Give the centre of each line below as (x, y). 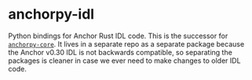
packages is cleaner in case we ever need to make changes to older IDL (124, 61)
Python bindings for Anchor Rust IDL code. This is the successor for (118, 36)
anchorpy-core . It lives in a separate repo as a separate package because (126, 43)
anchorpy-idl (51, 14)
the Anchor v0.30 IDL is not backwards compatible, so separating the (121, 52)
